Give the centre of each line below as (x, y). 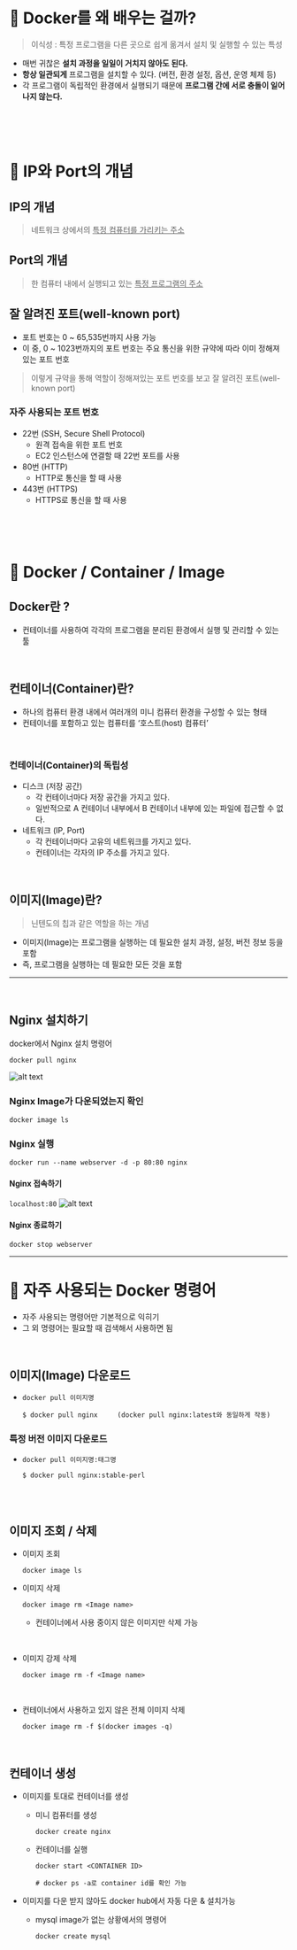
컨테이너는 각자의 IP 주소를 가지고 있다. (103, 852)
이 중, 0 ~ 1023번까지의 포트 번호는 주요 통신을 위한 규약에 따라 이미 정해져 (151, 348)
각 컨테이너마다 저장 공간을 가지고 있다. (103, 797)
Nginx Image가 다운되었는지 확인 (76, 1101)
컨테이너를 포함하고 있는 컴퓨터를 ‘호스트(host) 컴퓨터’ (115, 723)
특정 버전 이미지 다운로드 (58, 1439)
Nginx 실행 (32, 1143)
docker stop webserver (51, 1244)
